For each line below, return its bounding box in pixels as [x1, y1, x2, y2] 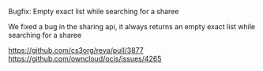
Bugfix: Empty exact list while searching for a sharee [8, 7, 179, 16]
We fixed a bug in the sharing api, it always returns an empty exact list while [8, 22, 255, 31]
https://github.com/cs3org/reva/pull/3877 [8, 46, 144, 54]
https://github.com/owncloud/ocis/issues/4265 [8, 54, 162, 63]
